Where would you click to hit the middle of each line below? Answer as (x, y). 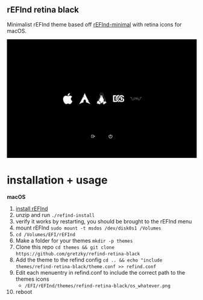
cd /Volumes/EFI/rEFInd (45, 234)
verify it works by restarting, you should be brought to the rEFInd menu (104, 221)
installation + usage (57, 180)
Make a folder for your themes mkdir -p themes (74, 240)
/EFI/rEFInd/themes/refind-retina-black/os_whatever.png (98, 286)
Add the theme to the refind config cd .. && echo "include (89, 260)
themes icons (33, 279)
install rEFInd (32, 208)
